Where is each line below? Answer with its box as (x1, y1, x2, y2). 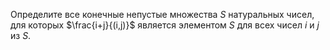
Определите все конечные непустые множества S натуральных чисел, (10, 9, 315, 20)
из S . (10, 30, 32, 41)
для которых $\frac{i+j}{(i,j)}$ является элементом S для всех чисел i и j (10, 19, 320, 31)
